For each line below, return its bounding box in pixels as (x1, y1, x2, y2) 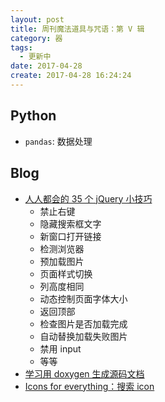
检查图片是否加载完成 (39, 317, 128, 330)
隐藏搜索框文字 (39, 217, 102, 230)
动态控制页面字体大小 (39, 292, 128, 305)
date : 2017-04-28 (10, 61, 83, 71)
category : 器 (10, 33, 63, 43)
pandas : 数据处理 (24, 135, 93, 147)
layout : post (10, 14, 65, 25)
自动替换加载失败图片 (39, 330, 128, 342)
